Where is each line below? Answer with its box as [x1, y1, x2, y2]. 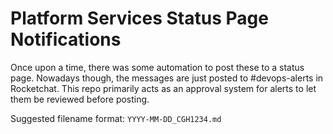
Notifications [10, 28, 122, 51]
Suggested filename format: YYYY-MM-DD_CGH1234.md [10, 112, 222, 124]
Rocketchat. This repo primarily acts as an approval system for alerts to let [10, 82, 317, 94]
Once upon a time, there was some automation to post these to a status [10, 61, 305, 73]
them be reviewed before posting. [10, 93, 150, 105]
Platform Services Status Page [10, 7, 269, 30]
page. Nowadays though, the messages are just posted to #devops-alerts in [10, 72, 324, 84]
